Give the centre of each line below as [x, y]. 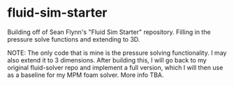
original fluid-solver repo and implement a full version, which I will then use [115, 67]
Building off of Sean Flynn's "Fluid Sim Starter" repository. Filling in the [109, 32]
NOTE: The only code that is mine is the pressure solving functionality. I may [117, 53]
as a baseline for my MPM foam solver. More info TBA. [86, 75]
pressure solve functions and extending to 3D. [74, 39]
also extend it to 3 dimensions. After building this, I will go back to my [107, 60]
